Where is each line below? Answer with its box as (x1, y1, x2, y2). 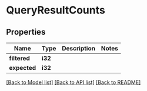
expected (9, 64, 36, 72)
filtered (9, 54, 31, 62)
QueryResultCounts (6, 4, 106, 17)
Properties (6, 27, 46, 37)
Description (61, 45, 96, 52)
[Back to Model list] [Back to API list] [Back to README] (6, 79, 141, 86)
